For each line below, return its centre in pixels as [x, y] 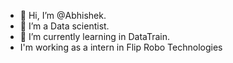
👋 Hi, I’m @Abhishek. [63, 15]
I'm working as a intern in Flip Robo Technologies [121, 47]
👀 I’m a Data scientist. [64, 26]
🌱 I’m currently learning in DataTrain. [95, 36]
